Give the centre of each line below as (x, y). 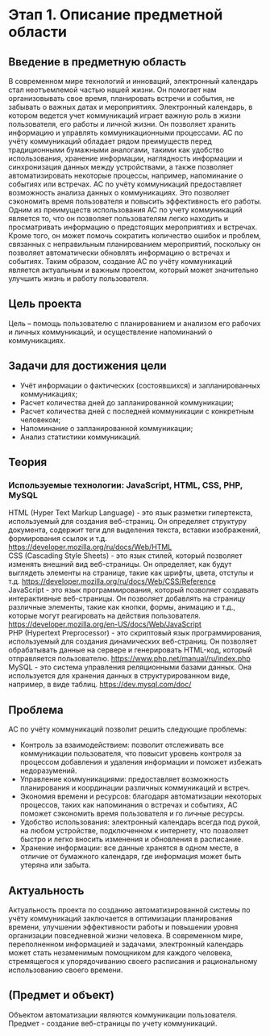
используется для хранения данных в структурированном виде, (120, 676)
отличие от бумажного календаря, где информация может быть (131, 857)
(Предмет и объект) (61, 995)
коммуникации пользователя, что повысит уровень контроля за (131, 753)
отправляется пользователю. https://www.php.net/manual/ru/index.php (130, 659)
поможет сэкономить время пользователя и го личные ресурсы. (132, 814)
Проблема (36, 709)
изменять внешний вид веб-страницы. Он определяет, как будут (120, 564)
